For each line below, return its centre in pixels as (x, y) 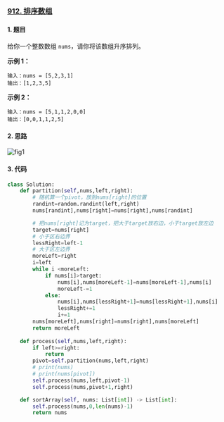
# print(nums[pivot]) (64, 374)
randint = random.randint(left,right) (86, 204)
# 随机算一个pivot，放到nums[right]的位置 (90, 198)
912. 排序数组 (30, 11)
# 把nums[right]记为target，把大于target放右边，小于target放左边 (123, 223)
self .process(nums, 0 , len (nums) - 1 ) (83, 407)
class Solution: (31, 185)
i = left (42, 263)
